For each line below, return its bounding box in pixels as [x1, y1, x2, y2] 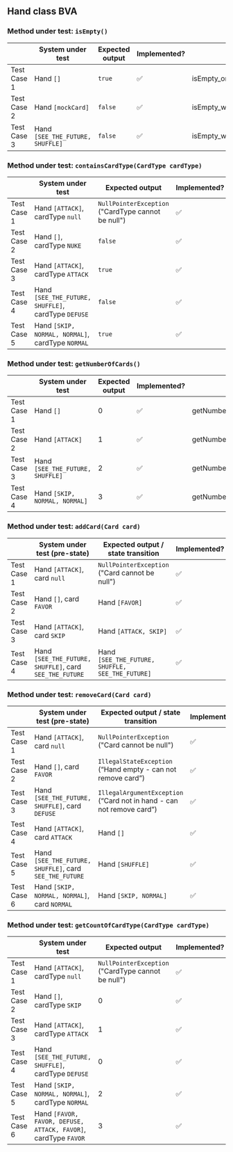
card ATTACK [34, 832, 73, 842]
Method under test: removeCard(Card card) [7, 689, 152, 699]
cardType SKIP [34, 1000, 82, 1010]
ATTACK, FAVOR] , [34, 1125, 87, 1135]
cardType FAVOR [34, 1133, 85, 1143]
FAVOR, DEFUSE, [34, 1118, 85, 1126]
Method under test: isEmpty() [7, 26, 108, 36]
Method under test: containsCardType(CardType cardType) [7, 160, 202, 170]
